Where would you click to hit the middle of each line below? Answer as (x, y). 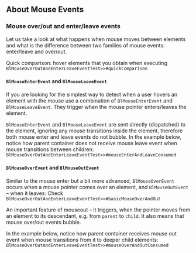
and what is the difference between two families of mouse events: (85, 45)
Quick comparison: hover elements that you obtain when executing (87, 63)
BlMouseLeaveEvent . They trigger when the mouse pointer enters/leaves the (96, 107)
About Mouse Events (45, 10)
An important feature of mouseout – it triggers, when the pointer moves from (98, 210)
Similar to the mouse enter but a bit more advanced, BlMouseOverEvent (90, 181)
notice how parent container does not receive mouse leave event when (92, 143)
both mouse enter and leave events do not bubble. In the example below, (94, 136)
